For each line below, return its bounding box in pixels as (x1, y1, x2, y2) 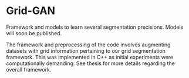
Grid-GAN (6, 4, 56, 18)
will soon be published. (6, 29, 62, 36)
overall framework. (6, 66, 52, 73)
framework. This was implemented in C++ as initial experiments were (6, 53, 174, 60)
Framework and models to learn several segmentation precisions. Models (6, 23, 184, 30)
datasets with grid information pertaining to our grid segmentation (6, 47, 166, 54)
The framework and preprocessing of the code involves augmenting (6, 41, 171, 48)
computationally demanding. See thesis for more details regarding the (6, 60, 175, 67)
